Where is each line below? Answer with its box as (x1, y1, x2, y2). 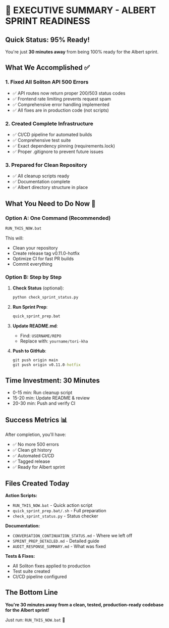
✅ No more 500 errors (12, 442, 59, 448)
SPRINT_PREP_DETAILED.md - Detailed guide (12, 538, 99, 544)
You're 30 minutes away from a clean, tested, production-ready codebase (5, 601, 164, 608)
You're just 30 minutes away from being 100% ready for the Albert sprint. (5, 49, 159, 55)
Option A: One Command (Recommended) (5, 214, 111, 221)
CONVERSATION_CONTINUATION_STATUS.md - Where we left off (12, 533, 133, 539)
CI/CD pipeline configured (12, 573, 67, 580)
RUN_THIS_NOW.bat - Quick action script (12, 502, 93, 508)
